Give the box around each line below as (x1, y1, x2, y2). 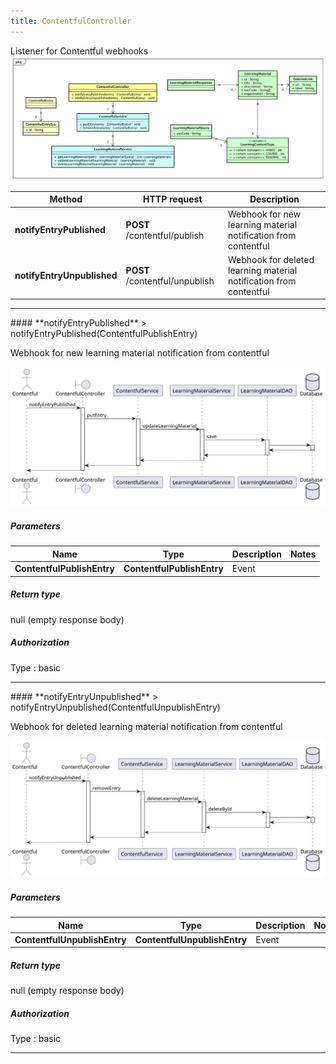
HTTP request (143, 193, 203, 205)
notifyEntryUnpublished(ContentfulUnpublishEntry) (10, 701, 221, 713)
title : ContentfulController (10, 16, 132, 26)
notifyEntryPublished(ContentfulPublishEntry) (10, 328, 198, 340)
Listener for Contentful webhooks (10, 45, 149, 57)
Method (49, 193, 83, 205)
